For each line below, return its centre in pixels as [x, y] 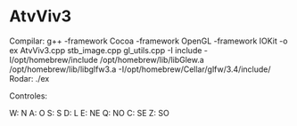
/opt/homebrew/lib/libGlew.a [152, 59]
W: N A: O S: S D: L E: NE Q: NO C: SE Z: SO [89, 113]
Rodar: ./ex [29, 78]
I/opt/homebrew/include [54, 59]
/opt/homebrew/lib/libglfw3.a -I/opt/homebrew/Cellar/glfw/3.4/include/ [140, 69]
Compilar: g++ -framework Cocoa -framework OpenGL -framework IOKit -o [148, 41]
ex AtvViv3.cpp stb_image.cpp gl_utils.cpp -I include [106, 50]
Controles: [28, 96]
